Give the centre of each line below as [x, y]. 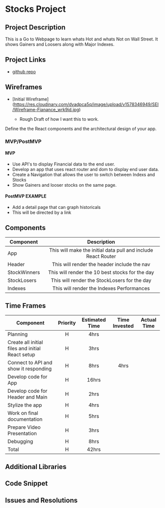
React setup [21, 354]
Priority [67, 323]
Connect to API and [30, 362]
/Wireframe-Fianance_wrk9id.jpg [46, 109]
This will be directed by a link [41, 212]
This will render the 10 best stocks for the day [101, 272]
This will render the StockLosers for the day [101, 280]
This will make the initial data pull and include [101, 250]
